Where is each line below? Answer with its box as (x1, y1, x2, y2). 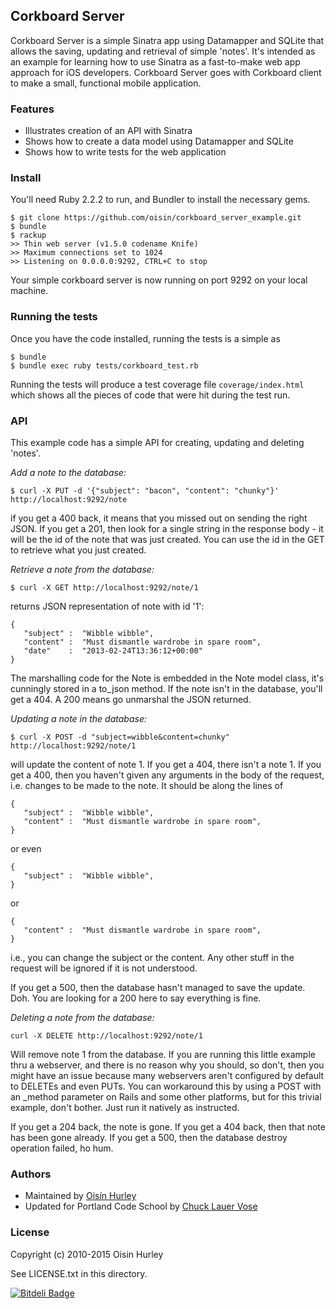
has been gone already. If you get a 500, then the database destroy (10, 1132, 288, 1143)
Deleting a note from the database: (10, 1012, 155, 1023)
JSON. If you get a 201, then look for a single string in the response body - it (10, 523, 324, 534)
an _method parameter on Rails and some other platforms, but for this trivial (10, 1091, 322, 1103)
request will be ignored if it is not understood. (10, 962, 198, 974)
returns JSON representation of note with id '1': (10, 600, 205, 612)
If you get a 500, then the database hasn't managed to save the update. (10, 982, 306, 993)
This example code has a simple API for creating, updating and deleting (10, 437, 305, 448)
